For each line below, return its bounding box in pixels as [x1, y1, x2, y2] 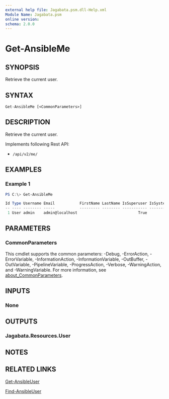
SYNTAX [5, 91, 34, 100]
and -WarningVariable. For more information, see [5, 267, 107, 273]
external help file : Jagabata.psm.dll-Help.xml [5, 7, 107, 13]
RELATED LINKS [5, 365, 56, 374]
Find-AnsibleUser [5, 388, 42, 394]
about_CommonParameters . [5, 272, 63, 278]
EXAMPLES [5, 166, 42, 174]
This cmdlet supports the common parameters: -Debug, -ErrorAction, [5, 251, 149, 257]
